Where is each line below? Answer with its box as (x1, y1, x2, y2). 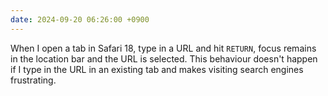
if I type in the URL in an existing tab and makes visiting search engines (10, 63, 304, 75)
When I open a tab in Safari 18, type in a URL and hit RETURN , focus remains (10, 42, 317, 54)
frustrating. (10, 74, 57, 86)
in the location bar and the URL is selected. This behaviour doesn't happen (10, 52, 318, 65)
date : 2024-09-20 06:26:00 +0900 (10, 14, 150, 25)
